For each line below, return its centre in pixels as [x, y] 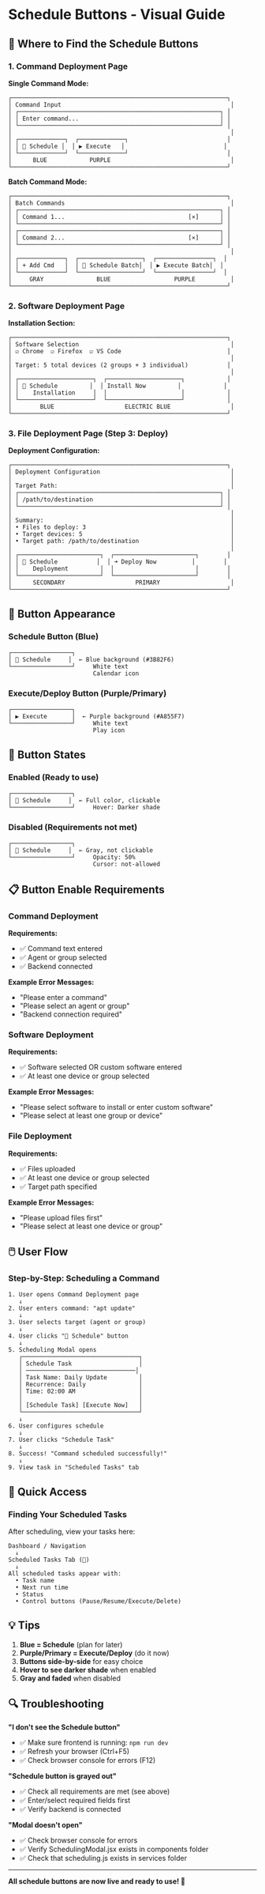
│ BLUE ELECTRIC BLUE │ [121, 407]
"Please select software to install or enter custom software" [116, 1107]
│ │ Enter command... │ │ [119, 119]
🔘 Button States [47, 755]
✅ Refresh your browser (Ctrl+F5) [75, 1751]
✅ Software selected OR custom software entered [101, 1067]
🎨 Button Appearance [62, 614]
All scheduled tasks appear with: [65, 1574]
